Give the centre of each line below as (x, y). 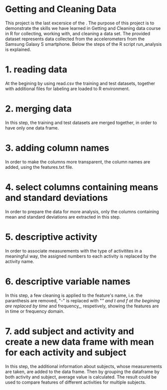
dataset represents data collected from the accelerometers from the (75, 39)
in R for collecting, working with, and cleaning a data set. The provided (78, 33)
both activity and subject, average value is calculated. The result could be (81, 377)
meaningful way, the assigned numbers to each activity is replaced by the (81, 256)
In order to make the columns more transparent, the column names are (78, 162)
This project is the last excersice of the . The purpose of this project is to (80, 23)
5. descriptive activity (51, 237)
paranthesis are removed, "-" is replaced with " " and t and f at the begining (83, 300)
